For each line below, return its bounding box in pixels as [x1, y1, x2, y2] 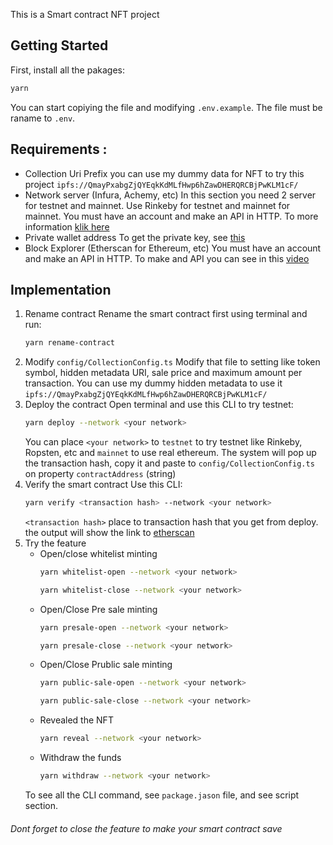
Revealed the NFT [39, 714, 114, 726]
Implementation [10, 281, 112, 298]
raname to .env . [10, 112, 76, 124]
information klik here [24, 220, 110, 233]
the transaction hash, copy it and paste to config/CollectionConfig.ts [24, 457, 315, 469]
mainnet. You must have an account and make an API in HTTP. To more [24, 210, 319, 222]
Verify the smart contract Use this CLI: [24, 479, 183, 491]
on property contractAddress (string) [24, 468, 177, 480]
